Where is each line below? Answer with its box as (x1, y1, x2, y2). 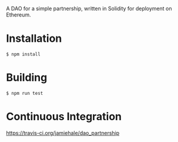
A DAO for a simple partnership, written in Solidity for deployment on (6, 5, 172, 12)
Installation (6, 32, 62, 45)
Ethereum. (6, 11, 31, 18)
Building (6, 71, 48, 84)
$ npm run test (6, 90, 43, 96)
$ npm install (6, 51, 41, 57)
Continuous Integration (6, 110, 122, 123)
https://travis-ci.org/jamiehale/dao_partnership (6, 129, 120, 136)
